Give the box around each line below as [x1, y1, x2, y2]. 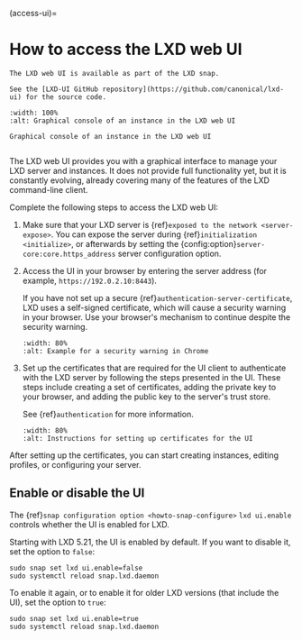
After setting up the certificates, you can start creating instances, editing [9, 450, 279, 461]
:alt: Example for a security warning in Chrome [22, 346, 209, 355]
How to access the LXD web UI [9, 40, 243, 59]
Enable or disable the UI [9, 486, 145, 501]
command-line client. [9, 184, 88, 195]
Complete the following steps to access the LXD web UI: [9, 202, 219, 213]
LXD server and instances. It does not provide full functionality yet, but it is [9, 165, 287, 176]
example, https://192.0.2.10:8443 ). [22, 275, 158, 286]
